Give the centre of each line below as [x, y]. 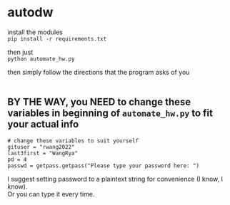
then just [20, 52]
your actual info [43, 124]
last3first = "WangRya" [43, 153]
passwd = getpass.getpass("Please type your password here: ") [104, 165]
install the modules [35, 32]
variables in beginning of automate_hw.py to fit [110, 114]
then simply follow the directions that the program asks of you [99, 72]
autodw [30, 12]
